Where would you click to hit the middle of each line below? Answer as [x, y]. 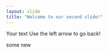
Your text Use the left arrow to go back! [53, 33]
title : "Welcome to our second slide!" [55, 17]
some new [18, 45]
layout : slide [23, 11]
